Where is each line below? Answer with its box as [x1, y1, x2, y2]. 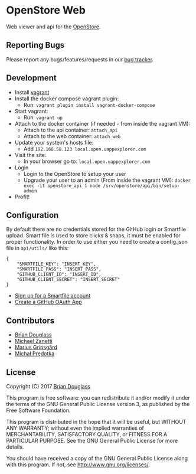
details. [6, 443, 24, 450]
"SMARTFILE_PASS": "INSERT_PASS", [17, 266, 102, 272]
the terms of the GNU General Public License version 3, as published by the [6, 401, 190, 407]
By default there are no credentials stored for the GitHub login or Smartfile [6, 225, 186, 233]
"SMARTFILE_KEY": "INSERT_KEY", [17, 261, 96, 267]
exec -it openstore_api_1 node [23, 182, 101, 189]
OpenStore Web [6, 4, 86, 17]
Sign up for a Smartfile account [14, 292, 91, 299]
